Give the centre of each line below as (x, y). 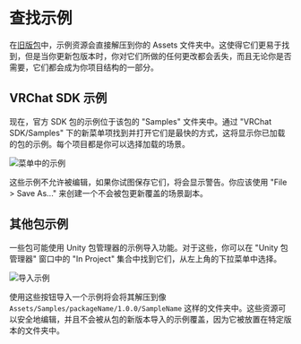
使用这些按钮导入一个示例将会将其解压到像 (88, 297)
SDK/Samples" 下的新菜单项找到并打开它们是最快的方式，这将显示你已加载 (147, 133)
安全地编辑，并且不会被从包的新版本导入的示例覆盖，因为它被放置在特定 (150, 319)
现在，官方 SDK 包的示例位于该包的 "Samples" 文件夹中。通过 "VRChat (140, 121)
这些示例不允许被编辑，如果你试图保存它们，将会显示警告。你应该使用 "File (148, 182)
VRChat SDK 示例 (58, 98)
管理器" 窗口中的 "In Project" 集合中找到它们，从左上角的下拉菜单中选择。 (146, 258)
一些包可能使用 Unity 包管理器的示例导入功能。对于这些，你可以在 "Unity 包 (149, 247)
